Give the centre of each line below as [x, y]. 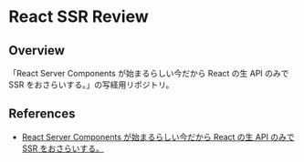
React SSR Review [79, 17]
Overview [37, 51]
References [42, 114]
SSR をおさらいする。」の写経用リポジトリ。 [91, 85]
